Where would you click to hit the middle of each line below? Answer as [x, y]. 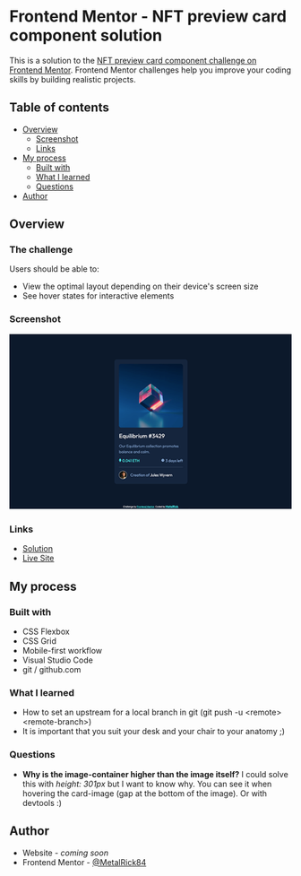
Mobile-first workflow [62, 651]
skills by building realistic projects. [73, 79]
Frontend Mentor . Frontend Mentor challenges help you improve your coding [150, 70]
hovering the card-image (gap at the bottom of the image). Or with [144, 793]
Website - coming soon [65, 853]
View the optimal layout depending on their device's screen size [140, 286]
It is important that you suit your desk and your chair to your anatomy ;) [153, 732]
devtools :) [42, 802]
